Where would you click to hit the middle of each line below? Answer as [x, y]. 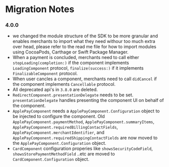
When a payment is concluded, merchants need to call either [76, 58]
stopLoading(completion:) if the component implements [71, 63]
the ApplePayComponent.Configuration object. [59, 143]
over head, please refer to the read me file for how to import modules [84, 47]
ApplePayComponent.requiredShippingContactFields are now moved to [85, 138]
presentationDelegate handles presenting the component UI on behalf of [88, 100]
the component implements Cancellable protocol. [64, 84]
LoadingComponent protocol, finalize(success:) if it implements [78, 68]
